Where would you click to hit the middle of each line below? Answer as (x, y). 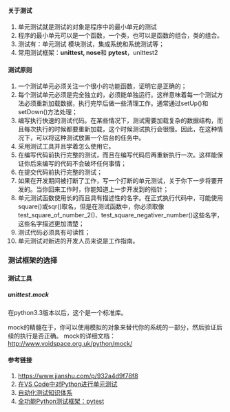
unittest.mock (28, 294)
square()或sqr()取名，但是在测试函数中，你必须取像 (91, 206)
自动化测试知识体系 (45, 393)
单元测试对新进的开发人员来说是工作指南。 (78, 241)
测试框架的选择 (33, 261)
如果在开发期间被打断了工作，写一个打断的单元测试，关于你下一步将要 (117, 181)
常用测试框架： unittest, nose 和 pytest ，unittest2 (88, 53)
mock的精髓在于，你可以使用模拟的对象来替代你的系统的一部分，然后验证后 (115, 327)
